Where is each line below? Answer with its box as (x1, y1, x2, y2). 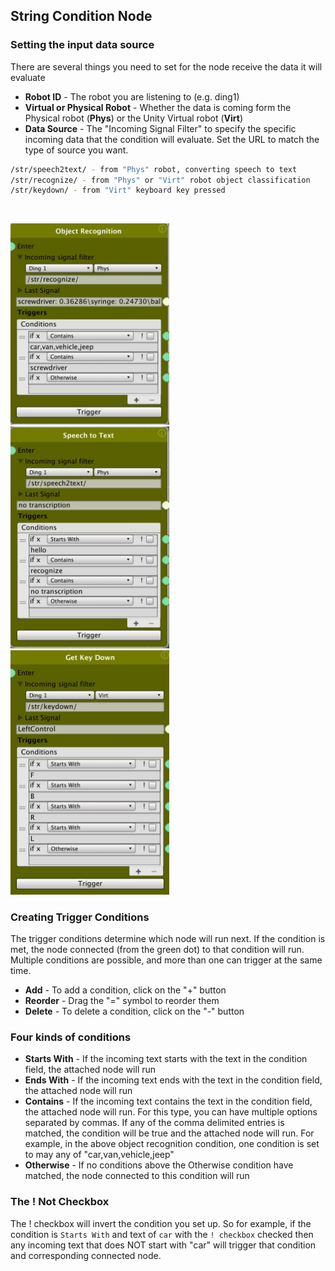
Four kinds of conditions (10, 1030, 132, 1044)
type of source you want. (24, 144, 129, 156)
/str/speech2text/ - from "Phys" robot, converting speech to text (10, 164, 298, 174)
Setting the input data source (10, 38, 155, 52)
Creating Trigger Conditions (10, 910, 150, 924)
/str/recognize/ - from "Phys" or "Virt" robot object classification (10, 175, 311, 185)
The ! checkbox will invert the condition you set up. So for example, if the (10, 1217, 312, 1229)
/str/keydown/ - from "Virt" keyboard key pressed (10, 185, 226, 196)
